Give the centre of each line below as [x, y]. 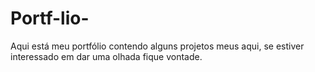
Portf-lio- [50, 18]
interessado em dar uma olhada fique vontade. [106, 56]
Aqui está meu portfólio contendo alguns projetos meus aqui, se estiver [157, 46]
